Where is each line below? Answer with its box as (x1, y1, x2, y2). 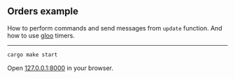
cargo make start (7, 51, 58, 58)
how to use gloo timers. (7, 31, 76, 39)
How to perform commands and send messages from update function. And (7, 24, 222, 32)
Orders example (7, 6, 79, 17)
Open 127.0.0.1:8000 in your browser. (7, 64, 114, 72)
